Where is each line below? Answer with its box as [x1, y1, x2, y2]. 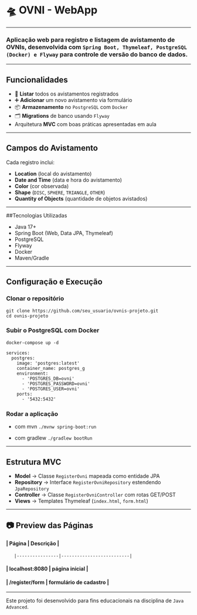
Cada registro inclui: [6, 158, 55, 166]
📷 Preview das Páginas [6, 521, 94, 531]
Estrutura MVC [6, 457, 62, 467]
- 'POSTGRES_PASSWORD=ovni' [21, 380, 91, 386]
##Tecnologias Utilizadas [6, 212, 67, 219]
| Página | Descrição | [6, 539, 60, 547]
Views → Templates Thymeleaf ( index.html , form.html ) [14, 497, 148, 504]
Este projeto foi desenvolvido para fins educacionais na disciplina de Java [6, 597, 184, 604]
